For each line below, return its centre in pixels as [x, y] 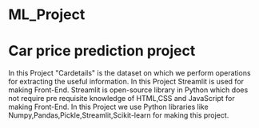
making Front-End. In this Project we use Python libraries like [109, 107]
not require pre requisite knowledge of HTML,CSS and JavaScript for [122, 99]
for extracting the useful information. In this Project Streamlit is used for [126, 82]
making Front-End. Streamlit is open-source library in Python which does [128, 90]
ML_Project [47, 15]
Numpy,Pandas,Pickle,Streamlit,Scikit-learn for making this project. [119, 115]
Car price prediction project [102, 51]
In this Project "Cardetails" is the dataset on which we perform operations [129, 73]
